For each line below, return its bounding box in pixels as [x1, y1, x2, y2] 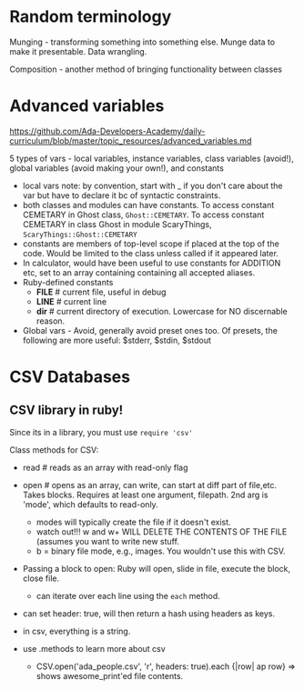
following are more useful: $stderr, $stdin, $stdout [22, 335, 212, 345]
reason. [35, 315, 66, 326]
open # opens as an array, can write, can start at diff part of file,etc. [22, 479, 278, 490]
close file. [22, 573, 60, 584]
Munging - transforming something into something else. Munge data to [9, 36, 276, 47]
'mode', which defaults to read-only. [22, 498, 159, 510]
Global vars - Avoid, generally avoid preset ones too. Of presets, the [22, 325, 278, 335]
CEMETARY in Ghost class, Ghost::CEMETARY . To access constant [22, 209, 265, 220]
